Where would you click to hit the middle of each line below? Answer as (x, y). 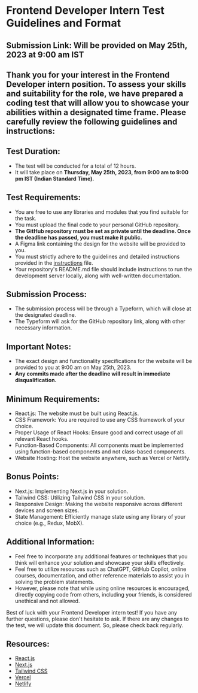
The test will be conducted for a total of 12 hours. (75, 166)
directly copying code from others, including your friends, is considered (103, 594)
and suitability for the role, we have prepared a (95, 93)
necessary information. (43, 328)
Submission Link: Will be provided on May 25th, (97, 45)
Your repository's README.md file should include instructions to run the (103, 269)
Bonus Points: (33, 477)
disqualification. (36, 380)
